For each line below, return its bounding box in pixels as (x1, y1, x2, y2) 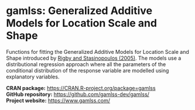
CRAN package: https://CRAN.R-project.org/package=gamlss (6, 84, 156, 91)
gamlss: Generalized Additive (6, 4, 153, 18)
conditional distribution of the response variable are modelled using (6, 67, 169, 74)
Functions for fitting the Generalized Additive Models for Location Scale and (6, 48, 189, 55)
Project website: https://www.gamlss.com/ (6, 97, 110, 104)
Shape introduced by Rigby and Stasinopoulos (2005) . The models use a (6, 54, 182, 61)
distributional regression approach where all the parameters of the (6, 60, 166, 68)
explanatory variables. (6, 73, 60, 80)
